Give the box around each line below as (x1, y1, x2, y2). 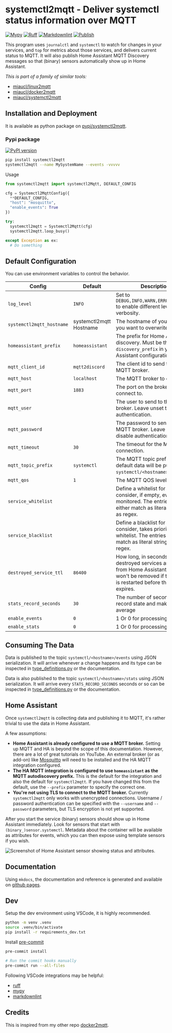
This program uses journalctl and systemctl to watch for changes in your (5, 41, 162, 47)
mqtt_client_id (8, 364, 45, 370)
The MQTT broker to (116, 375, 165, 382)
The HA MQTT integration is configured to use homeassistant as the (12, 768, 159, 774)
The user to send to (116, 398, 163, 405)
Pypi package (5, 135, 40, 143)
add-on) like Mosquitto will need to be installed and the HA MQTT (12, 756, 151, 762)
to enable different (116, 303, 160, 310)
